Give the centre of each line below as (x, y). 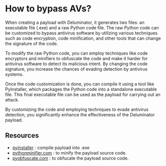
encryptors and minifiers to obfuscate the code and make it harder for (76, 58)
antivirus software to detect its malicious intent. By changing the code (76, 64)
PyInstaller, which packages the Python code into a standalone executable (81, 89)
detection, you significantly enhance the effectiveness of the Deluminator (80, 114)
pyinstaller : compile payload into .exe (51, 148)
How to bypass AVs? (48, 9)
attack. (12, 99)
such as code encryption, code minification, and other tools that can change (83, 38)
